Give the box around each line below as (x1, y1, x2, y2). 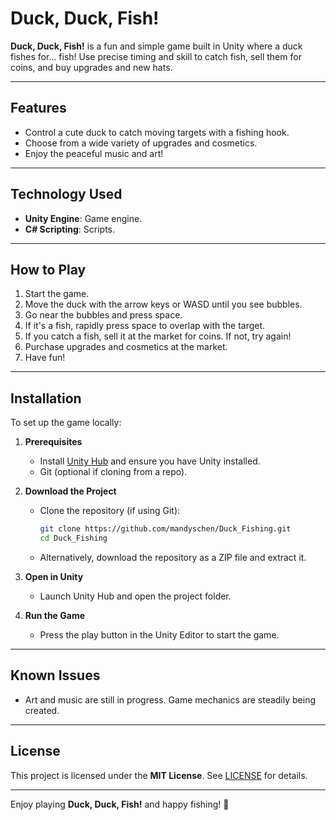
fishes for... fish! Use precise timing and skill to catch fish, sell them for (10, 50, 302, 62)
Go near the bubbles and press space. (24, 309, 183, 321)
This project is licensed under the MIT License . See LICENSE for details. (10, 769, 308, 781)
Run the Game (24, 609, 86, 621)
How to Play (10, 261, 87, 278)
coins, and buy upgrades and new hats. (10, 61, 173, 73)
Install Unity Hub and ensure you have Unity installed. (39, 455, 261, 467)
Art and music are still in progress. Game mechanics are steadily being (24, 693, 317, 706)
